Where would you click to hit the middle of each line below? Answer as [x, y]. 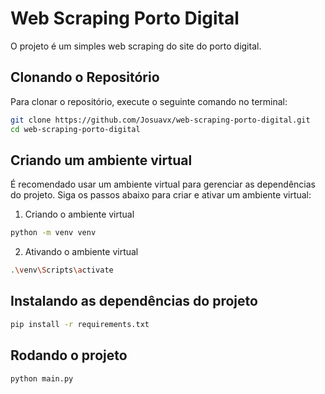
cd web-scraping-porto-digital [75, 129]
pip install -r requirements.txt [80, 324]
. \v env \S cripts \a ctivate [62, 270]
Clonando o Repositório [85, 77]
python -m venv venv [53, 233]
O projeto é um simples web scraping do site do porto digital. [136, 46]
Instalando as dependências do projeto [134, 301]
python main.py [42, 378]
